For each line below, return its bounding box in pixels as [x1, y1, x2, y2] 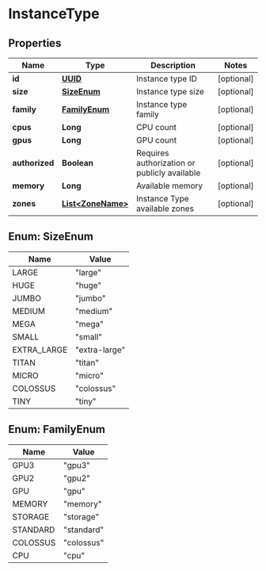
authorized [12, 158, 55, 168]
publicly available [135, 167, 201, 178]
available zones [135, 203, 194, 214]
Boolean [62, 158, 93, 168]
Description [150, 60, 196, 71]
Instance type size [135, 86, 204, 97]
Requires [135, 148, 169, 159]
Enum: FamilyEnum [8, 423, 105, 436]
